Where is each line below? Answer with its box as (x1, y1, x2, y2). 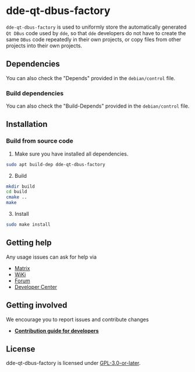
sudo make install (6, 222, 51, 228)
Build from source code (6, 137, 74, 145)
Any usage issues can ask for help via (6, 253, 97, 260)
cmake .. (6, 194, 27, 200)
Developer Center (14, 283, 57, 290)
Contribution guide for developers (14, 327, 99, 334)
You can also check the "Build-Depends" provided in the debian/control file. (6, 102, 190, 109)
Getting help (6, 238, 52, 248)
